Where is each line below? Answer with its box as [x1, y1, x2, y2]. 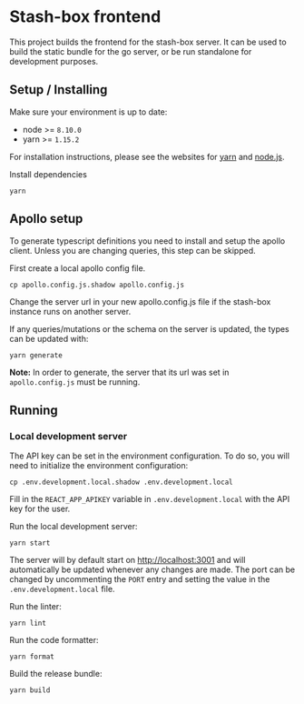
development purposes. [9, 55, 99, 66]
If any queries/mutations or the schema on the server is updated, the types [9, 323, 290, 334]
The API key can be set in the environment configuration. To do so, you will [9, 450, 290, 461]
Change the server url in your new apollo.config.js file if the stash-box [9, 296, 271, 307]
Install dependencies [9, 168, 88, 179]
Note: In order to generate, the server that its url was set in [9, 367, 230, 377]
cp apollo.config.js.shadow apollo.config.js [9, 280, 184, 289]
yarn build [9, 686, 51, 695]
